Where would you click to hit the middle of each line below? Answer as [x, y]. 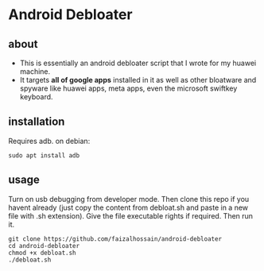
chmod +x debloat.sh [43, 253]
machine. [35, 72]
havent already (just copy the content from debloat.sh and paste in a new [128, 207]
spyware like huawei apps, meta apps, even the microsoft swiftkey [128, 88]
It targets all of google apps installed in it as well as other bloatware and [138, 80]
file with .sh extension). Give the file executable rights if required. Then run [130, 215]
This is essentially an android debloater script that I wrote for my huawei [138, 63]
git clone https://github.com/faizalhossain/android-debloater [115, 239]
